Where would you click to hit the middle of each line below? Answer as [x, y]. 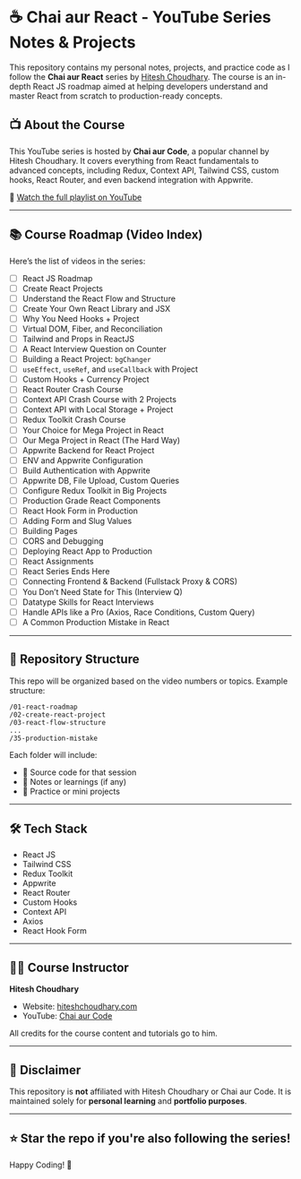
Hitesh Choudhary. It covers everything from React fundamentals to [134, 160]
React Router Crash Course [73, 390]
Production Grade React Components [91, 500]
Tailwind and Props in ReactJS [78, 339]
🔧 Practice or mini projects [71, 791]
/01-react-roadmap [43, 707]
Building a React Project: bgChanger [86, 359]
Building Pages [50, 531]
